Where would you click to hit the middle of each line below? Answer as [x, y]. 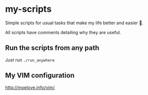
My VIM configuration [40, 75]
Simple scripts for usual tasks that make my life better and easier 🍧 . [74, 23]
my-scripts [28, 9]
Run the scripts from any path [52, 48]
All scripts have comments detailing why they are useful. [63, 32]
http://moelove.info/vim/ [30, 87]
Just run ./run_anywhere [30, 60]
